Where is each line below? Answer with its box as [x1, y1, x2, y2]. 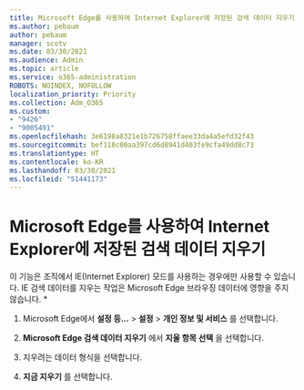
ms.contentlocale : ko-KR [9, 157, 104, 167]
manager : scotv [9, 38, 67, 48]
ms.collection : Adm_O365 [9, 97, 104, 108]
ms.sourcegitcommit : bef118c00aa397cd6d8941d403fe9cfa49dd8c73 [9, 140, 255, 149]
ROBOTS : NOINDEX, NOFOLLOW [9, 81, 112, 90]
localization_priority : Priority [9, 89, 137, 98]
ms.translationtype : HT [9, 149, 100, 158]
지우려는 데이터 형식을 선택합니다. [22, 352, 143, 363]
